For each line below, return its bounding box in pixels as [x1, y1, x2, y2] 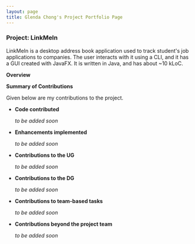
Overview [6, 71, 31, 78]
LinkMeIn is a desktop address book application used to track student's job [6, 47, 189, 54]
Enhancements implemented [14, 129, 87, 136]
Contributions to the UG [14, 152, 75, 159]
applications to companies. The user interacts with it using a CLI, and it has [6, 53, 189, 60]
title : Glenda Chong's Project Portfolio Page [6, 14, 123, 20]
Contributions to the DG [14, 174, 75, 181]
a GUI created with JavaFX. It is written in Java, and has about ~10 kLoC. [6, 60, 183, 67]
